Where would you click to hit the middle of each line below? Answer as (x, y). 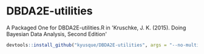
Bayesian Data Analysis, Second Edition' (57, 34)
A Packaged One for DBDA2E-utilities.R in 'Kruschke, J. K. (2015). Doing (96, 28)
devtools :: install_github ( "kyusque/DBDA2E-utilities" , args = (87, 45)
